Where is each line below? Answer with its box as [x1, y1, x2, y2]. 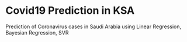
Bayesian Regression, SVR [5, 29, 69, 36]
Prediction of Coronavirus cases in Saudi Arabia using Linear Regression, [5, 23, 182, 30]
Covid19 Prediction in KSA [5, 4, 135, 17]
